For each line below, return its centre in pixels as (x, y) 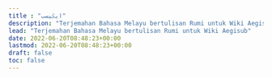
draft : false (30, 53)
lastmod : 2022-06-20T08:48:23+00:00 (70, 46)
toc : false (27, 61)
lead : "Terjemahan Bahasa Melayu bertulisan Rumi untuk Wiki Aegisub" (130, 30)
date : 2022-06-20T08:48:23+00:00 (65, 38)
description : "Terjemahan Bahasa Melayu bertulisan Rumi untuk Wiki (126, 23)
